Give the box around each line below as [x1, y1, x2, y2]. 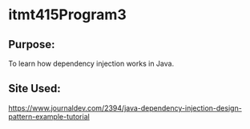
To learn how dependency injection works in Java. [8, 58, 175, 68]
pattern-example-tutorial [8, 111, 90, 121]
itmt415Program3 [8, 6, 127, 24]
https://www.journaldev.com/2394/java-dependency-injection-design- [8, 103, 242, 113]
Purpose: [8, 38, 55, 51]
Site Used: [8, 82, 62, 95]
